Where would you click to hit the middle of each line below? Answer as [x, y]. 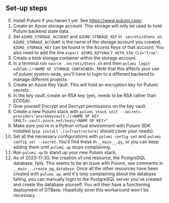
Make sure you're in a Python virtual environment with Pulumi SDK [81, 125]
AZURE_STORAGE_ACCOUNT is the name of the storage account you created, [87, 42]
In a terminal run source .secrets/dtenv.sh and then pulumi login [81, 63]
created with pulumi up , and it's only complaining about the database [84, 174]
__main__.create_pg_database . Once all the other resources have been [86, 168]
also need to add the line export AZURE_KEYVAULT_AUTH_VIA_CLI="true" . [86, 52]
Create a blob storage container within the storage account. [75, 58]
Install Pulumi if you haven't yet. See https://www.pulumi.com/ [77, 20]
